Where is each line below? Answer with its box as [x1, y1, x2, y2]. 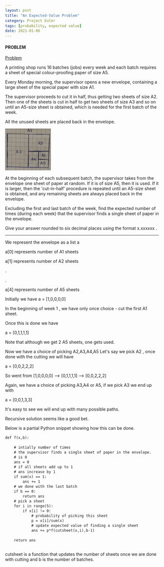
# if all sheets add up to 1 [14, 464, 73, 470]
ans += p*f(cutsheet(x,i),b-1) [31, 528, 95, 533]
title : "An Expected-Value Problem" [5, 13, 80, 18]
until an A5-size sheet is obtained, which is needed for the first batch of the [5, 104, 157, 110]
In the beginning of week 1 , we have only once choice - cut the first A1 [5, 306, 147, 312]
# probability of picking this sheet [31, 513, 108, 519]
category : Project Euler [5, 18, 56, 23]
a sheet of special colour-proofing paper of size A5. [5, 70, 109, 76]
